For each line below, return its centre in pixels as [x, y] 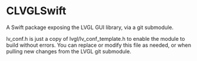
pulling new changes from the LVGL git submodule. [69, 51]
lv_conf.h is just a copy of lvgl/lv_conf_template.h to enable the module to [96, 38]
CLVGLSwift [36, 11]
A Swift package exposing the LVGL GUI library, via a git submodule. [90, 27]
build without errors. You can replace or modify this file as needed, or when [99, 45]
